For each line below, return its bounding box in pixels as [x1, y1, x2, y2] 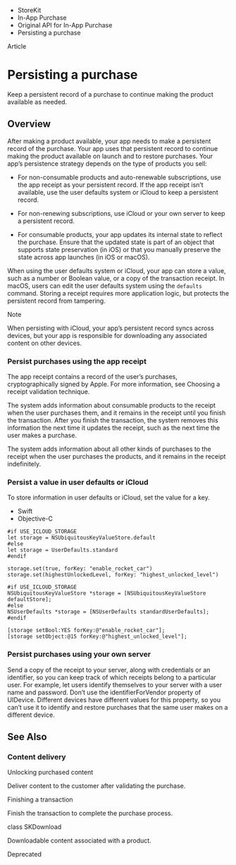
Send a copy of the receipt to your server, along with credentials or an [7, 665, 211, 674]
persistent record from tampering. [7, 296, 106, 305]
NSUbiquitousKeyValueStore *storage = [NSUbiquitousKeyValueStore [7, 590, 206, 597]
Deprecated [7, 850, 42, 859]
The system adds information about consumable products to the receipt [7, 401, 216, 410]
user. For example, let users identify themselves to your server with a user [7, 680, 223, 689]
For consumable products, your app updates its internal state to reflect [17, 230, 223, 238]
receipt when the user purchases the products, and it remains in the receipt [7, 452, 226, 461]
